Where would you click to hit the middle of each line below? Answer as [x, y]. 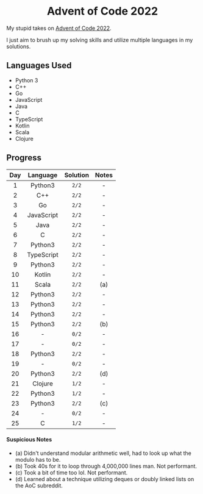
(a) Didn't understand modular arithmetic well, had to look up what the [103, 453]
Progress [24, 158]
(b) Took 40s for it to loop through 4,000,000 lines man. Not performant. [106, 466]
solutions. [19, 46]
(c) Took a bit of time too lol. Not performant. [71, 472]
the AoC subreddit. [39, 485]
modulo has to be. [38, 459]
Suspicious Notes [29, 440]
